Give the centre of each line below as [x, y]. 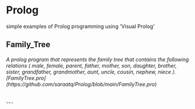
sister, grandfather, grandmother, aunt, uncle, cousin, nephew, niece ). [91, 72]
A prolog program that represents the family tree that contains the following [97, 59]
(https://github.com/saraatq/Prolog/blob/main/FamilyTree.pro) [81, 84]
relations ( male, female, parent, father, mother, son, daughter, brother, [91, 65]
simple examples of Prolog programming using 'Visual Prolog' [81, 26]
